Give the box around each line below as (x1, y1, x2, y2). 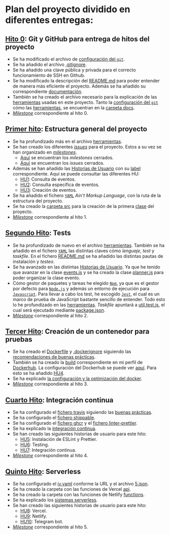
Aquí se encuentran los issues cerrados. (20, 160, 105, 166)
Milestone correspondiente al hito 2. (12, 312, 88, 318)
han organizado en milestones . (12, 149, 77, 155)
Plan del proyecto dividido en (5, 4, 130, 15)
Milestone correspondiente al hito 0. (12, 110, 88, 116)
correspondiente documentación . (12, 88, 83, 95)
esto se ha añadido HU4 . (12, 370, 65, 376)
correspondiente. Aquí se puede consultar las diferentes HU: (12, 170, 140, 176)
